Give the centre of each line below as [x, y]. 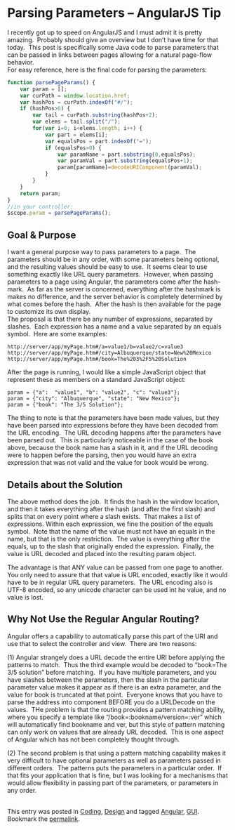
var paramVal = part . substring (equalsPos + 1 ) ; [125, 161]
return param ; [40, 193]
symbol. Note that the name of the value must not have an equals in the [111, 531]
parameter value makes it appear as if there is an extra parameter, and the [114, 687]
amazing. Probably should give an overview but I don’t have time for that [113, 39]
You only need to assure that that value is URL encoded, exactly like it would [117, 574]
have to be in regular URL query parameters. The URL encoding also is [110, 582]
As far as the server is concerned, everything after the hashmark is [124, 289]
